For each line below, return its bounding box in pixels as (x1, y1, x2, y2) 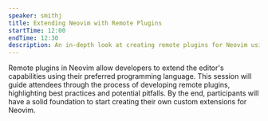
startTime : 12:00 (8, 26, 66, 34)
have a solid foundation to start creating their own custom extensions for (8, 97, 247, 107)
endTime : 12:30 (8, 33, 59, 42)
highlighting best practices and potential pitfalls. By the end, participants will (8, 88, 259, 98)
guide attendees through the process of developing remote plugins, (8, 80, 231, 90)
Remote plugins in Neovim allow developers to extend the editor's (8, 63, 225, 72)
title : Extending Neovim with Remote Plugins (8, 19, 162, 27)
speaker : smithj (8, 11, 62, 20)
